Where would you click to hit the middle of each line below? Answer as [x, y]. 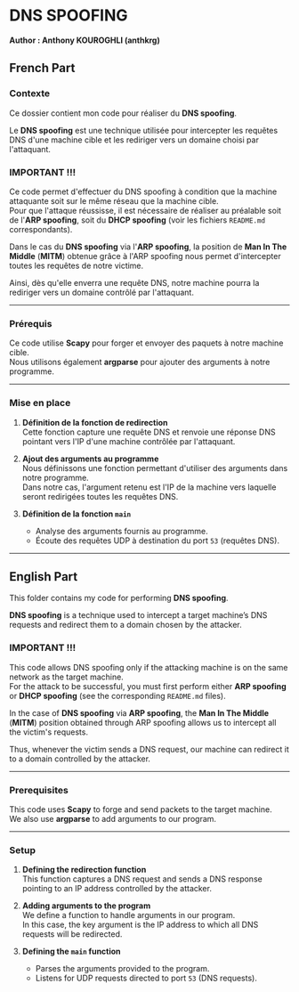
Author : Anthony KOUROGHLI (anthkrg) [85, 40]
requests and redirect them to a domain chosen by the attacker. [125, 625]
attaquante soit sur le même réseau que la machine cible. [114, 200]
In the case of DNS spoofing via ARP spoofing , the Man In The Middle [139, 712]
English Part [44, 577]
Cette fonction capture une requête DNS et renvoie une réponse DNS [149, 432]
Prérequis [31, 323]
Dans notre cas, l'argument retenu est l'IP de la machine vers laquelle [149, 487]
